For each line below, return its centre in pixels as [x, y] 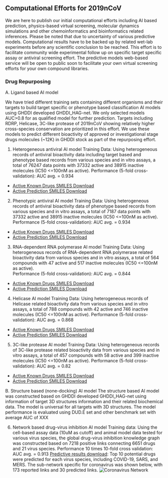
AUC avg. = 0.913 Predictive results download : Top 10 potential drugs [84, 454]
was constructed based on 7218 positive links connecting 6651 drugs [84, 443]
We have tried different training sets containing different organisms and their [84, 102]
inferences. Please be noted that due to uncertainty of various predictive [80, 36]
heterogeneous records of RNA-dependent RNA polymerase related [82, 252]
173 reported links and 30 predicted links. [55, 470]
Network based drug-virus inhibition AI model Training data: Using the [85, 427]
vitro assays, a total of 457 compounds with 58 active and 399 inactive [86, 355]
